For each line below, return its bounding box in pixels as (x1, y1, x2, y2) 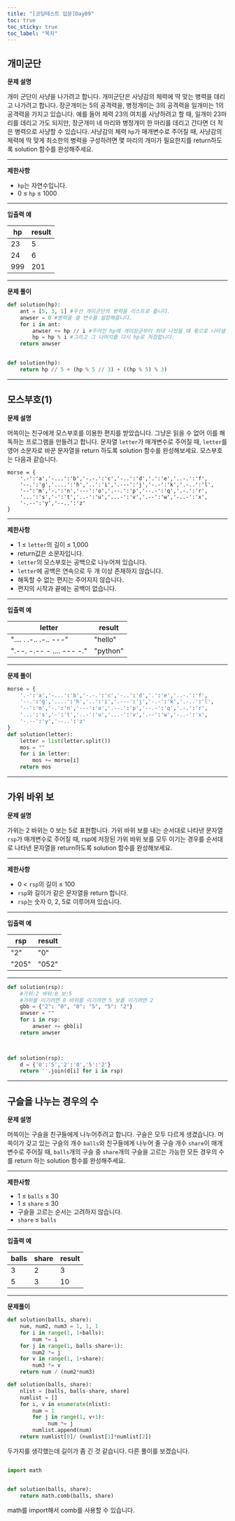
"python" (94, 646, 124, 655)
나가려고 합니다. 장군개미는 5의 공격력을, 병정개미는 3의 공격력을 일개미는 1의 (14, 101, 225, 109)
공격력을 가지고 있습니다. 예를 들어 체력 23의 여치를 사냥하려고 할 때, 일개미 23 (7, 110, 222, 118)
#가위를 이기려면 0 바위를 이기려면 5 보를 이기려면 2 (20, 997, 154, 1004)
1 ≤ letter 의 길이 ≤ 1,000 (17, 540, 89, 549)
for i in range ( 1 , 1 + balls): (20, 1329, 105, 1336)
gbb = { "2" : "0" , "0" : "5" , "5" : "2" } (20, 1003, 133, 1010)
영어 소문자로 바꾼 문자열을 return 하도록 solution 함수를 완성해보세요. (7, 446, 199, 454)
